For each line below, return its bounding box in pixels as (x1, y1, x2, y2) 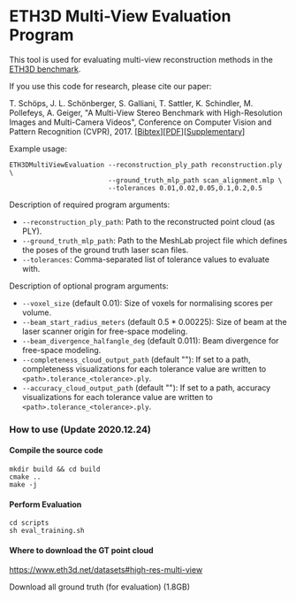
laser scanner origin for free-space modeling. (21, 326, 188, 336)
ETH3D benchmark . (9, 64, 81, 74)
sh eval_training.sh (9, 527, 86, 536)
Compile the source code (9, 445, 103, 456)
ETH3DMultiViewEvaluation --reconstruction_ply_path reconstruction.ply (9, 160, 283, 169)
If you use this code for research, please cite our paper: (9, 81, 212, 91)
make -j (9, 481, 38, 489)
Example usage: (9, 143, 68, 154)
